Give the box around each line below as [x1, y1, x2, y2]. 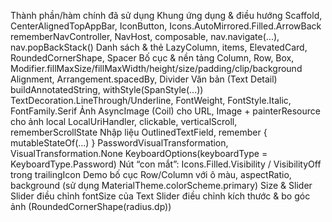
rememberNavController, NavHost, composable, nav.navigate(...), [10, 31, 280, 42]
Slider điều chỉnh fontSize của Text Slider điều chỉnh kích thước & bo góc [10, 190, 311, 202]
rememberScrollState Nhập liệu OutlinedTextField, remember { [10, 126, 268, 138]
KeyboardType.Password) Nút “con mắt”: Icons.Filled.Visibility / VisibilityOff [10, 158, 322, 170]
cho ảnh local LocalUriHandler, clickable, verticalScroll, [10, 116, 238, 127]
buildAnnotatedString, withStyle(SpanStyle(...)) [10, 84, 204, 95]
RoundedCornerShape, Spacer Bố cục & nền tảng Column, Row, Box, [10, 52, 295, 64]
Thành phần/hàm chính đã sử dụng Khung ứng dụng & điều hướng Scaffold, [10, 10, 323, 21]
